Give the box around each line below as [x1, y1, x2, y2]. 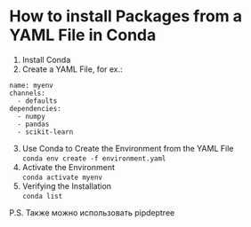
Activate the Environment [21, 161, 116, 172]
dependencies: [9, 104, 62, 113]
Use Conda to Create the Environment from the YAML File [21, 143, 234, 153]
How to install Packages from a [9, 6, 243, 27]
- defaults [17, 96, 58, 106]
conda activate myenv [21, 173, 102, 182]
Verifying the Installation [21, 180, 112, 192]
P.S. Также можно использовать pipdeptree [9, 207, 175, 218]
